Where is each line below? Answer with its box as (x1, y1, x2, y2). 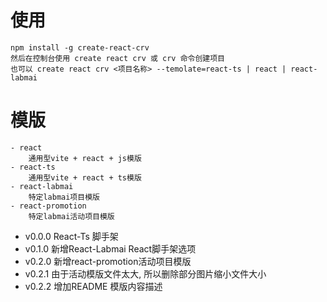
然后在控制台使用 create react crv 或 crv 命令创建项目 (10, 53, 226, 63)
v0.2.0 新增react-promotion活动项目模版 (24, 255, 192, 267)
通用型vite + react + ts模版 (28, 172, 142, 183)
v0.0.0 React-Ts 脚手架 (24, 230, 119, 242)
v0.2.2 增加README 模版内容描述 (24, 280, 163, 292)
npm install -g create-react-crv (10, 42, 150, 53)
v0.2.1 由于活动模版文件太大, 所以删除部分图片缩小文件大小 (24, 267, 267, 280)
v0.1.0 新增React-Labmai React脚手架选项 (24, 242, 197, 255)
